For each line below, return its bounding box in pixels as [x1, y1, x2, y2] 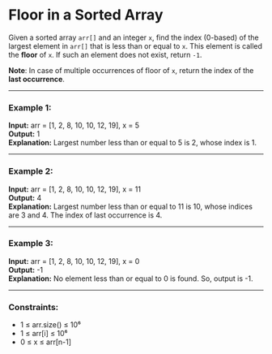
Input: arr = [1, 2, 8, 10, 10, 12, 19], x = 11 [8, 184, 142, 194]
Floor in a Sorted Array [8, 6, 164, 24]
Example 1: [8, 101, 52, 113]
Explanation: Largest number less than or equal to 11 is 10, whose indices [8, 201, 253, 211]
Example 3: [8, 238, 54, 249]
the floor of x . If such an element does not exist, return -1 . [8, 50, 202, 59]
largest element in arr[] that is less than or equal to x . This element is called [8, 41, 263, 50]
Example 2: [8, 166, 53, 177]
